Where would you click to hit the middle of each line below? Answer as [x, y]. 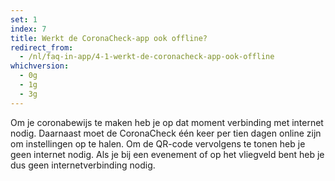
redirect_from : [42, 47]
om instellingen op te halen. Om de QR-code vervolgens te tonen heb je [158, 143]
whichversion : [40, 66]
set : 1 [24, 19]
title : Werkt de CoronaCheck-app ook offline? [109, 38]
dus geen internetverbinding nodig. [83, 165]
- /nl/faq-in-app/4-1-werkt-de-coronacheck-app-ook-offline [147, 57]
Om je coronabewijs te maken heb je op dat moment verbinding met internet [167, 122]
